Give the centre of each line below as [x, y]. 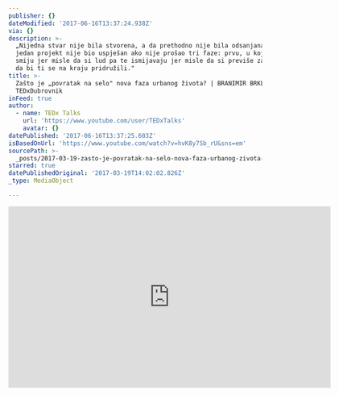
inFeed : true [30, 98]
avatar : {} [41, 128]
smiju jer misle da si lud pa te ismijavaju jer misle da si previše [134, 61]
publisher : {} [32, 16]
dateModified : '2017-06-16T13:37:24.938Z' [81, 23]
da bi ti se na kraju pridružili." [75, 69]
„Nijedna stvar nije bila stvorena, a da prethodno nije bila [122, 46]
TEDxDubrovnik [39, 91]
